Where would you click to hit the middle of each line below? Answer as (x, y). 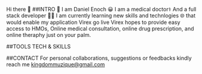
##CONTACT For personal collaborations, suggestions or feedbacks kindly (99, 58)
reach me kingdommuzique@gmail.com (56, 64)
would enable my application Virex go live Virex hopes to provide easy (93, 22)
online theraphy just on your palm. (49, 35)
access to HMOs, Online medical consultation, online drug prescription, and (100, 29)
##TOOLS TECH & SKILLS (39, 47)
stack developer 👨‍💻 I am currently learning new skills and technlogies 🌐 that (101, 16)
